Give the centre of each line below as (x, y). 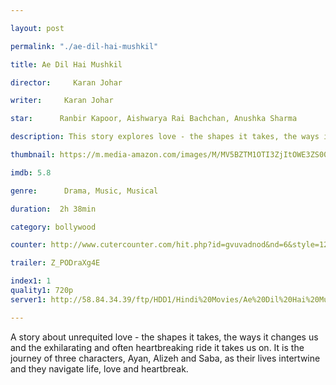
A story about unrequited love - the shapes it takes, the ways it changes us (164, 337)
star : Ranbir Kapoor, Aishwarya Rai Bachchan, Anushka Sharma (154, 119)
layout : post (37, 28)
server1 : (28, 299)
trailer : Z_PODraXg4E (55, 263)
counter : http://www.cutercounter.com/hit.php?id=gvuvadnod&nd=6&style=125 (171, 245)
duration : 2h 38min (53, 209)
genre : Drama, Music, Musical (84, 191)
